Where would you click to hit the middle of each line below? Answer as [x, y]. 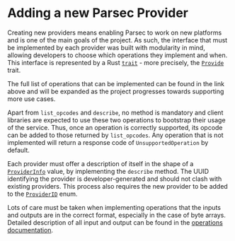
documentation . [30, 230]
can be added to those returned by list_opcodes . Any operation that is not [116, 135]
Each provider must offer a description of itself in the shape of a [101, 163]
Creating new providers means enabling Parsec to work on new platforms [115, 33]
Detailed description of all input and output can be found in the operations [115, 222]
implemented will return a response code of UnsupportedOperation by [108, 142]
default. [19, 150]
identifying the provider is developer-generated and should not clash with [115, 179]
